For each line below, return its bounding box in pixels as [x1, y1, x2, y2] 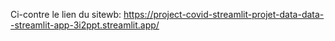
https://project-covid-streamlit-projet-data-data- [123, 9, 325, 20]
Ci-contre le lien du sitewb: [10, 9, 122, 20]
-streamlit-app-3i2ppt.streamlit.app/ [10, 19, 160, 31]
